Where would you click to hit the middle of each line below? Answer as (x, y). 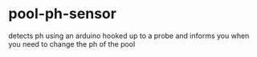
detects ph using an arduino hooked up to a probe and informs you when (129, 36)
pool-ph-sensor (62, 14)
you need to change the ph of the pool (72, 44)
